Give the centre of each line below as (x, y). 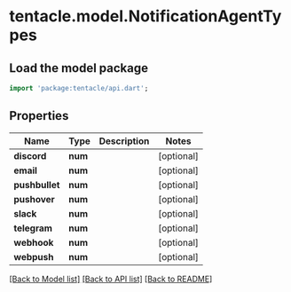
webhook (34, 242)
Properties (39, 116)
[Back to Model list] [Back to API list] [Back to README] (111, 279)
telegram (33, 228)
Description (124, 141)
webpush (34, 256)
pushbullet (37, 185)
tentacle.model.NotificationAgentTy (145, 16)
